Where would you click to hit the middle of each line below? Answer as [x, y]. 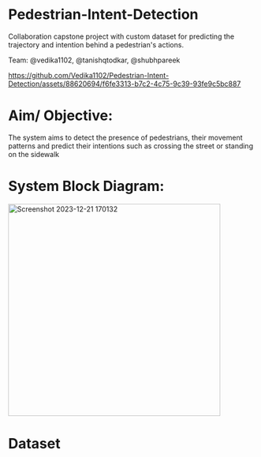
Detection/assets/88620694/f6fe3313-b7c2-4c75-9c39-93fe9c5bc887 [125, 84]
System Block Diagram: [86, 186]
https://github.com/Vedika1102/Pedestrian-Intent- [89, 75]
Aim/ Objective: [60, 116]
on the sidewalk [34, 154]
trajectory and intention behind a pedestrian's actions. [96, 44]
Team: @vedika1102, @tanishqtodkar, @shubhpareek [94, 60]
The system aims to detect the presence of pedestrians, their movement [125, 137]
